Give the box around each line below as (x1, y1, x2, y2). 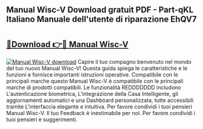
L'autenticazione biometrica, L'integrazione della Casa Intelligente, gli (6, 90, 178, 97)
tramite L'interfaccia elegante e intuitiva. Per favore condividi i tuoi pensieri (6, 103, 192, 110)
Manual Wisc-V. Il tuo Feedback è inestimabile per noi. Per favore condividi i (6, 110, 195, 116)
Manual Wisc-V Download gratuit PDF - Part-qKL (6, 5, 194, 15)
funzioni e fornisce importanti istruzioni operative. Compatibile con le (6, 71, 178, 78)
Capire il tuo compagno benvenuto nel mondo (77, 58, 192, 65)
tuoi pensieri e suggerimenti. (6, 116, 77, 123)
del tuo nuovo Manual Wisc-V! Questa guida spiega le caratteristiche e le (6, 64, 188, 72)
